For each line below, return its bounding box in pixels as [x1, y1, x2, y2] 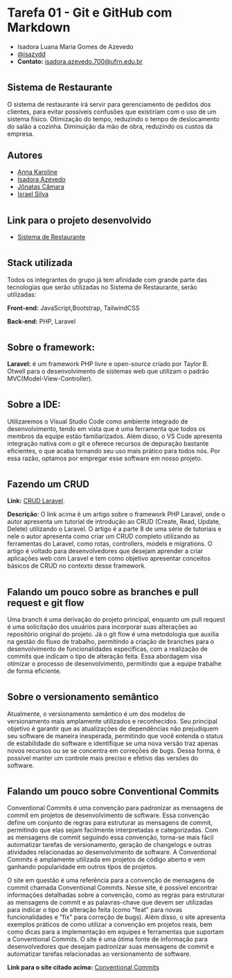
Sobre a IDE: [7, 399, 61, 410]
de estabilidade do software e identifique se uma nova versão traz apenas [7, 739, 219, 747]
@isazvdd [17, 50, 46, 58]
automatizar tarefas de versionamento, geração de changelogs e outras [7, 841, 212, 849]
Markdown [7, 19, 71, 35]
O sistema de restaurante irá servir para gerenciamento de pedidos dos [7, 100, 211, 108]
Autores [7, 149, 43, 161]
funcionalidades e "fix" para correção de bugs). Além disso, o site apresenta [7, 913, 226, 921]
